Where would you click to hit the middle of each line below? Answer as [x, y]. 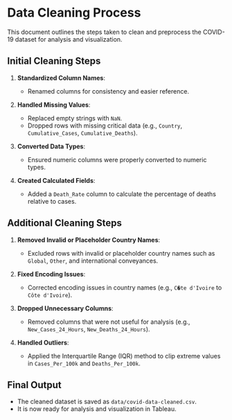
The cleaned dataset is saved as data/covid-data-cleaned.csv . [107, 402]
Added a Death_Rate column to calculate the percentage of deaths [122, 194]
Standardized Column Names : [61, 78]
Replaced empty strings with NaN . [75, 118]
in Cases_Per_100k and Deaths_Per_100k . [84, 363]
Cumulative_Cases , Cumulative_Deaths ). [82, 132]
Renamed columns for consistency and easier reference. [108, 91]
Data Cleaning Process [74, 13]
